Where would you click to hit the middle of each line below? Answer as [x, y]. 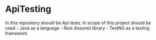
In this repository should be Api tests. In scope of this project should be [78, 23]
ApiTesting [28, 9]
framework [16, 33]
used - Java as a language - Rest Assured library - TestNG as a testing [78, 28]
